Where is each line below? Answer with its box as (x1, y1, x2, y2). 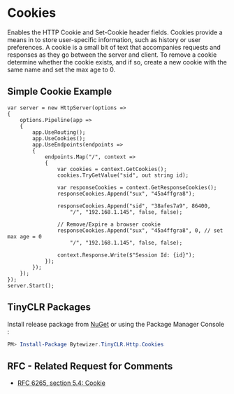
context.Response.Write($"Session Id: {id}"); (57, 251, 196, 259)
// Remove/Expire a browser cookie (57, 221, 161, 228)
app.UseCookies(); (32, 135, 86, 142)
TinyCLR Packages (7, 301, 92, 313)
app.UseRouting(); (32, 128, 86, 136)
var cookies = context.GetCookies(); (57, 165, 168, 172)
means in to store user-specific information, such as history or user (7, 35, 201, 43)
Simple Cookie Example (7, 86, 112, 97)
